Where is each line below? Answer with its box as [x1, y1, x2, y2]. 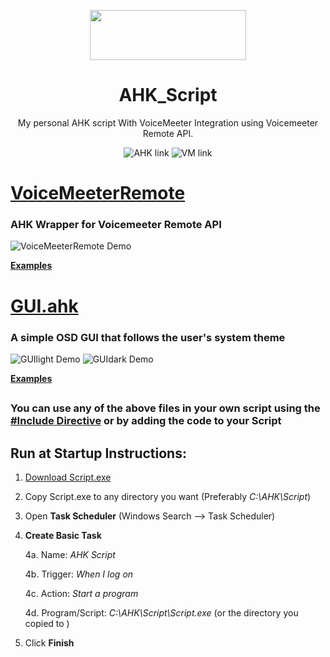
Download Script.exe [24, 471, 112, 484]
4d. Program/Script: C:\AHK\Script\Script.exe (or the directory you [24, 607, 299, 619]
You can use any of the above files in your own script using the [10, 401, 321, 415]
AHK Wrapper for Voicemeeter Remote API [10, 218, 222, 232]
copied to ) [24, 618, 70, 630]
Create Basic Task [24, 530, 102, 542]
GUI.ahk [10, 295, 79, 317]
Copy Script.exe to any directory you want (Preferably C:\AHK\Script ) [24, 491, 312, 503]
